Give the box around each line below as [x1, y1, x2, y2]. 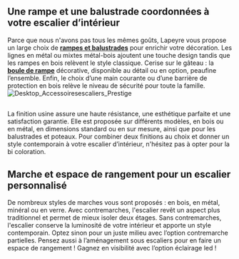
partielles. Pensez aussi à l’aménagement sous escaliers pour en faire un [7, 236, 221, 245]
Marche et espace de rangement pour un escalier [7, 168, 231, 181]
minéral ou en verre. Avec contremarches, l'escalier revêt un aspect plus [7, 206, 220, 215]
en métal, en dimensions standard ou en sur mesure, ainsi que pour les [7, 125, 216, 133]
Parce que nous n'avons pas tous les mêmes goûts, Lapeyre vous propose [7, 36, 227, 44]
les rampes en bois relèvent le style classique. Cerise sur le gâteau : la [7, 59, 214, 67]
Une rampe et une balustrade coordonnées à [7, 6, 210, 18]
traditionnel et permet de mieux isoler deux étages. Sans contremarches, [7, 213, 222, 222]
